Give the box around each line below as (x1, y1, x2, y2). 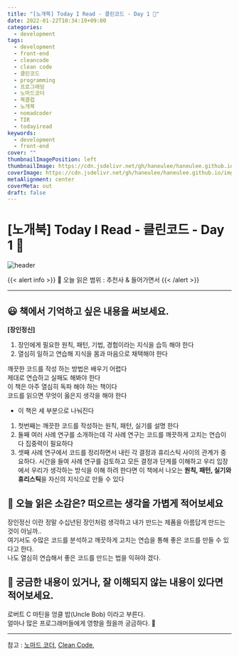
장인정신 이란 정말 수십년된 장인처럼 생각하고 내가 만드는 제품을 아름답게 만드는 (7, 517, 226, 527)
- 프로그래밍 (14, 83, 45, 90)
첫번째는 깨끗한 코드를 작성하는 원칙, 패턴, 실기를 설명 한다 (17, 421, 179, 430)
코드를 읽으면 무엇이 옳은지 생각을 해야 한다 (7, 391, 127, 399)
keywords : (7, 129, 37, 137)
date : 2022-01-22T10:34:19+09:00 (7, 17, 107, 24)
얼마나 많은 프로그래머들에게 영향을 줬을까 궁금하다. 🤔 (7, 618, 156, 627)
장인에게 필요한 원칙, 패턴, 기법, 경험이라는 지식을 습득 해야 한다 (17, 341, 194, 349)
